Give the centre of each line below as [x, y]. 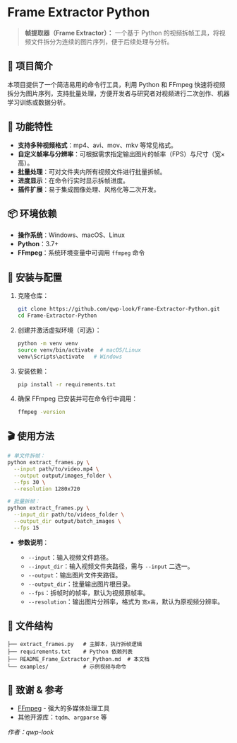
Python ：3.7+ [38, 244]
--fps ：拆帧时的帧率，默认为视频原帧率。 [89, 592]
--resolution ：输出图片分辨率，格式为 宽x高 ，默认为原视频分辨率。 [126, 601]
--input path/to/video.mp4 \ [56, 469]
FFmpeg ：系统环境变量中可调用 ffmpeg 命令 [81, 253]
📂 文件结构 [30, 626]
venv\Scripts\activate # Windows [70, 357]
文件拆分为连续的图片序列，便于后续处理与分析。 [102, 41]
